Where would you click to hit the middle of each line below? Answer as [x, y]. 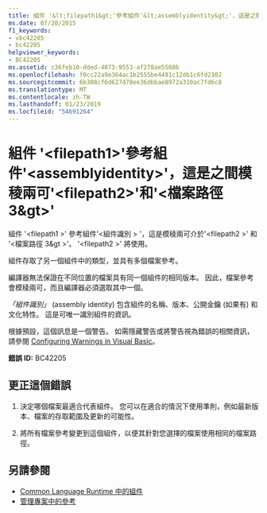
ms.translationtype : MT [48, 89]
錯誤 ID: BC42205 [37, 358]
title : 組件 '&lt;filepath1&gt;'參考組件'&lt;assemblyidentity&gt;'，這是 [129, 16]
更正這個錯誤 [40, 385]
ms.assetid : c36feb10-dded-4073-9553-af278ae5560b [94, 68]
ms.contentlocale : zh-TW [49, 97]
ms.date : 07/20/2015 [43, 23]
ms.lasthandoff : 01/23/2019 [55, 104]
